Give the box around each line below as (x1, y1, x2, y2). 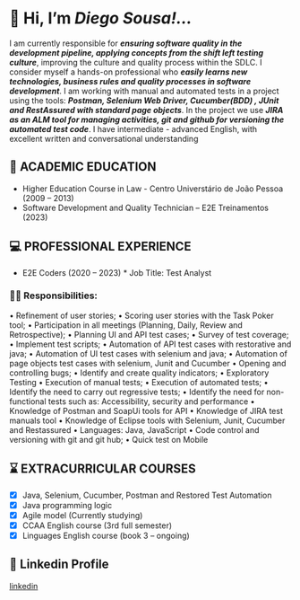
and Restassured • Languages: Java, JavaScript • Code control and (9, 424, 260, 435)
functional (9, 395, 47, 407)
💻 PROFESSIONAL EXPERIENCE (9, 239, 192, 254)
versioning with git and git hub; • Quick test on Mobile (9, 434, 209, 445)
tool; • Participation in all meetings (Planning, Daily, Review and (9, 319, 244, 331)
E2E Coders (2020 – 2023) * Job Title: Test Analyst (21, 267, 212, 278)
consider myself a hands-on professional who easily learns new (9, 66, 248, 77)
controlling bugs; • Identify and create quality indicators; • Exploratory (9, 367, 270, 378)
